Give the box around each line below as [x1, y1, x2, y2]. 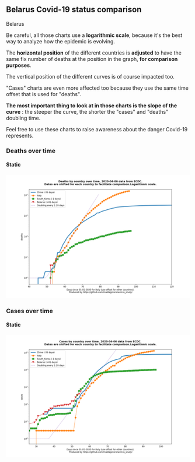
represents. [6, 132, 34, 139]
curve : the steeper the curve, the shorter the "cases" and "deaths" [6, 108, 169, 115]
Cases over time [6, 307, 54, 315]
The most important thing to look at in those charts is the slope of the [6, 102, 177, 109]
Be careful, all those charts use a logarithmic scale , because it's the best [6, 32, 183, 39]
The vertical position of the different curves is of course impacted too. [6, 73, 175, 80]
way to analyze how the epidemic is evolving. [6, 38, 116, 45]
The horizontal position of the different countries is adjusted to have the [6, 49, 182, 56]
